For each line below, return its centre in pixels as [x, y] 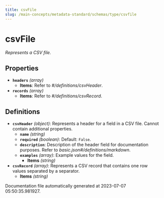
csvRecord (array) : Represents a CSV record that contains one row [80, 166]
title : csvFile [21, 10]
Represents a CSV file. [28, 53]
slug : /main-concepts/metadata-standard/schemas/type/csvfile [71, 14]
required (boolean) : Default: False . [55, 139]
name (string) [33, 134]
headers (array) [28, 80]
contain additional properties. [42, 129]
